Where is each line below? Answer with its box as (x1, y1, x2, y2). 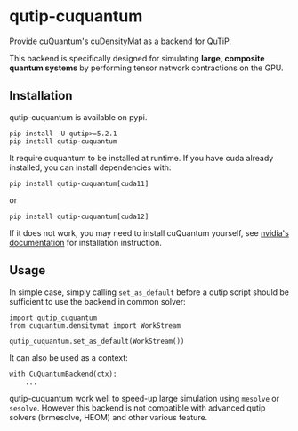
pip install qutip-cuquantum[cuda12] (9, 212, 149, 221)
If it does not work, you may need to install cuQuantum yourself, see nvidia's (9, 227, 289, 238)
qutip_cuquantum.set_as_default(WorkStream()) (9, 337, 185, 346)
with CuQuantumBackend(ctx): (9, 370, 117, 378)
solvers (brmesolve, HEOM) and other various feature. (9, 411, 208, 422)
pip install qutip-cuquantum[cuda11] (9, 179, 149, 188)
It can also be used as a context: (9, 352, 129, 362)
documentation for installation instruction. (9, 237, 163, 248)
